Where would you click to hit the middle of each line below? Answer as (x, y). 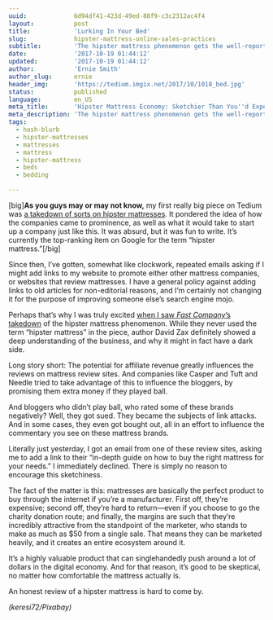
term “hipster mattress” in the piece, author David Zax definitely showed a (132, 332)
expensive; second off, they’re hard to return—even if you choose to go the (134, 508)
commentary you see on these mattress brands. (89, 433)
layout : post (49, 24)
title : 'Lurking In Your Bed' (80, 31)
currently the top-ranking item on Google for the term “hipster (112, 240)
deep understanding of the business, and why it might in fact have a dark (131, 341)
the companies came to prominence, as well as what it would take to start (131, 222)
